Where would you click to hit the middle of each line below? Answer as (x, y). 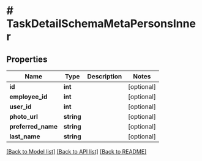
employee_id (28, 97)
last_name (25, 137)
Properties (27, 59)
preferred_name (34, 126)
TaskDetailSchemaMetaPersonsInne (101, 24)
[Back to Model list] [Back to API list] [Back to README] (77, 152)
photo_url (24, 117)
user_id (21, 107)
